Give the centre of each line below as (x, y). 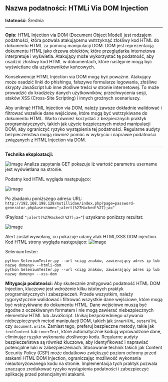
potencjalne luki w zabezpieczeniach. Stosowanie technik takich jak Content (84, 347)
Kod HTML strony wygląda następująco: (46, 242)
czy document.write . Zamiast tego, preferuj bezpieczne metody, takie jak (80, 326)
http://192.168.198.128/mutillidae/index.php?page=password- (70, 203)
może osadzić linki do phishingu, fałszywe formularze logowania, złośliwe (81, 82)
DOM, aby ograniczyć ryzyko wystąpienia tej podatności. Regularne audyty (83, 129)
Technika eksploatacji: (29, 154)
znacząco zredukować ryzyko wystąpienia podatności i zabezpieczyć (77, 368)
